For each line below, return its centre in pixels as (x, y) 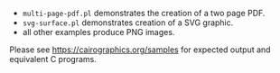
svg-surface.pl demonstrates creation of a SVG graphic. (128, 23)
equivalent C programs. (53, 59)
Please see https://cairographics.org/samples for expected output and (140, 50)
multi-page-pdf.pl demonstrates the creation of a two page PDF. (144, 13)
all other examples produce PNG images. (98, 32)
